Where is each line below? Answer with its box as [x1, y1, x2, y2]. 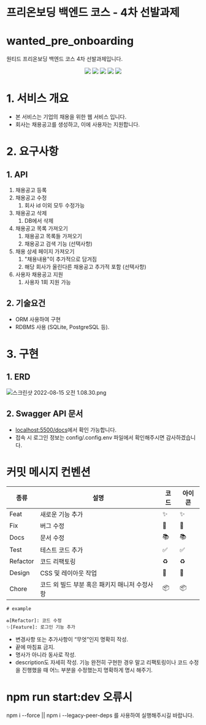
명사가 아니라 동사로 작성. [15, 651, 77, 658]
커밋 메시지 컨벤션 [6, 465, 91, 479]
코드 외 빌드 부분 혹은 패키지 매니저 [39, 580, 135, 589]
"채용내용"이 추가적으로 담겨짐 [24, 255, 97, 263]
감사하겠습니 [166, 433, 196, 441]
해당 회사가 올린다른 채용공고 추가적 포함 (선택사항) [24, 263, 147, 271]
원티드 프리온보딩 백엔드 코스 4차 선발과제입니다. [6, 55, 123, 63]
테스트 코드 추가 [39, 546, 83, 554]
